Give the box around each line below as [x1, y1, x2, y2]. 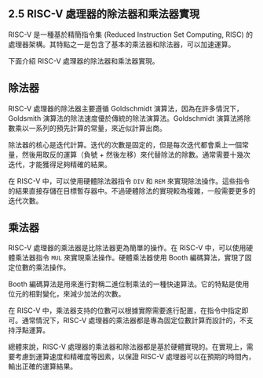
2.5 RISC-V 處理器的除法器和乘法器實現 [8, 7, 200, 21]
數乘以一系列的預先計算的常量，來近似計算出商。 [8, 123, 166, 133]
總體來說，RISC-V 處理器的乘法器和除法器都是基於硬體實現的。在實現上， [8, 342, 247, 351]
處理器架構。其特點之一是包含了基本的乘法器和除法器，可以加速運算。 [8, 39, 236, 49]
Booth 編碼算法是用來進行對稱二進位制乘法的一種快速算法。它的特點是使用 [8, 279, 250, 289]
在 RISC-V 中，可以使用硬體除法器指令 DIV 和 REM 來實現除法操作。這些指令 [8, 176, 250, 186]
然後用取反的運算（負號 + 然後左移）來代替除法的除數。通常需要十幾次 [21, 150, 251, 159]
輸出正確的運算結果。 [8, 362, 77, 371]
